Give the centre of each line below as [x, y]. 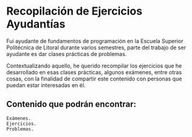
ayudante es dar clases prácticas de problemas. [66, 54]
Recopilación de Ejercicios [74, 11]
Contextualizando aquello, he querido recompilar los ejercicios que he [94, 66]
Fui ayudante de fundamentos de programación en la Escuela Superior [95, 41]
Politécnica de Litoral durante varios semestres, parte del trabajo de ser [96, 47]
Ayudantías [36, 24]
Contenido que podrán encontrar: [71, 104]
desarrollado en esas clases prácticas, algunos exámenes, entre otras [94, 72]
